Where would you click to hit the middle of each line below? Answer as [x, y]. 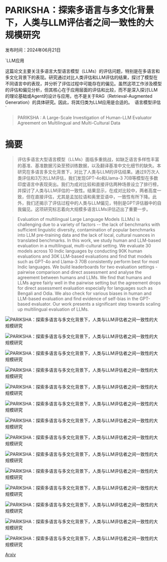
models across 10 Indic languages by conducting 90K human [80, 251]
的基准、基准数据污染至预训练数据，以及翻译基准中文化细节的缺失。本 [89, 166]
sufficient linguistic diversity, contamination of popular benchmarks [86, 229]
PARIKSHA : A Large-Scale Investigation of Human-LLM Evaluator [84, 117]
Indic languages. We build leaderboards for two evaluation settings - [87, 267]
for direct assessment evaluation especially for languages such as [85, 288]
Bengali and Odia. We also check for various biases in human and [84, 293]
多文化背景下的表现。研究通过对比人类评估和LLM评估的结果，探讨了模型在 [82, 77]
